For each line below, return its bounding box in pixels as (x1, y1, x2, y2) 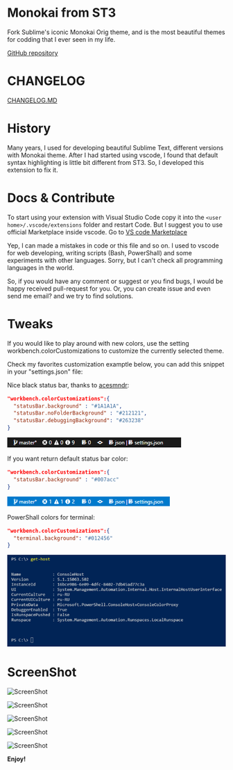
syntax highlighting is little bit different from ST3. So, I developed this (7, 158, 205, 166)
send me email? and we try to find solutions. (7, 291, 134, 300)
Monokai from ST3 (7, 5, 116, 21)
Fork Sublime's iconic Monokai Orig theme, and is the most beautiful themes (7, 28, 225, 36)
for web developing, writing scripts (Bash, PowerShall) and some (7, 248, 192, 257)
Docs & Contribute (7, 190, 116, 206)
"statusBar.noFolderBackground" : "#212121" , (13, 410, 148, 417)
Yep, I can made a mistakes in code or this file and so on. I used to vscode (7, 241, 220, 250)
